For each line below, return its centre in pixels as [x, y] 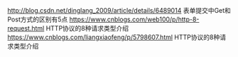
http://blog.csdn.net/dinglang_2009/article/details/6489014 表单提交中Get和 [119, 10]
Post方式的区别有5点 [38, 19]
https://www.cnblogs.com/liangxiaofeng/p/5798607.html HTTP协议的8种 [114, 37]
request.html [26, 28]
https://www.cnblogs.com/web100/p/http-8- [134, 19]
